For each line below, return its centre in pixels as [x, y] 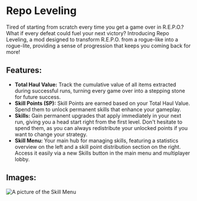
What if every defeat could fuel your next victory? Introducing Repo [88, 33]
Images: [21, 178]
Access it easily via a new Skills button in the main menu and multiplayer [102, 153]
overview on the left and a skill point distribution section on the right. [98, 147]
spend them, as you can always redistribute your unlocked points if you [101, 128]
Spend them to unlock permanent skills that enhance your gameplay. [98, 109]
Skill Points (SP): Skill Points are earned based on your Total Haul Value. [102, 103]
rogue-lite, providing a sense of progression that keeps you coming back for [98, 46]
